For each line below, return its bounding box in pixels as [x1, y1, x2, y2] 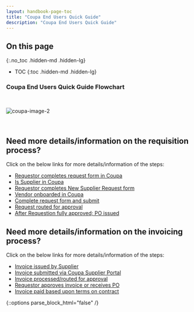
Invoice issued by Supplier [14, 263, 79, 270]
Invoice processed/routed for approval [14, 276, 108, 283]
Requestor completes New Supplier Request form [14, 184, 135, 192]
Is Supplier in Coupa [14, 179, 64, 186]
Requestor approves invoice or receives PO [14, 281, 120, 288]
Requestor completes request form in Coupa [14, 172, 122, 179]
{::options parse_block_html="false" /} [6, 299, 99, 306]
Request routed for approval [14, 203, 83, 210]
